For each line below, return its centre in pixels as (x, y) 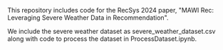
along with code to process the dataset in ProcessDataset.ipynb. (102, 39)
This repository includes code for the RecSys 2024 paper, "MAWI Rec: (110, 10)
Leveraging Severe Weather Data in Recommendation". (88, 18)
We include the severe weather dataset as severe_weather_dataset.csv (111, 31)
